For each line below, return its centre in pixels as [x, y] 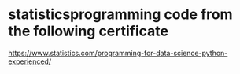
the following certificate [89, 31]
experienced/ [30, 61]
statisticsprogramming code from [120, 15]
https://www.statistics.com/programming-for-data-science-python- [118, 53]
